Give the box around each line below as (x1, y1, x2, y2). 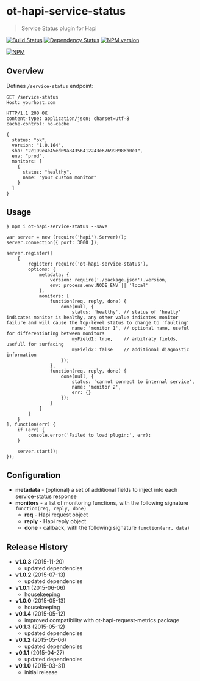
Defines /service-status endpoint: (6, 82, 94, 89)
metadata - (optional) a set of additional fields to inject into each (15, 486, 178, 494)
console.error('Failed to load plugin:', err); (28, 432, 151, 438)
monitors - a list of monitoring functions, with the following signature (15, 499, 189, 507)
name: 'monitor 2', (71, 384, 121, 390)
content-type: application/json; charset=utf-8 (6, 115, 130, 122)
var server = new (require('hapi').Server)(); (6, 234, 127, 240)
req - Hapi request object (24, 511, 88, 518)
